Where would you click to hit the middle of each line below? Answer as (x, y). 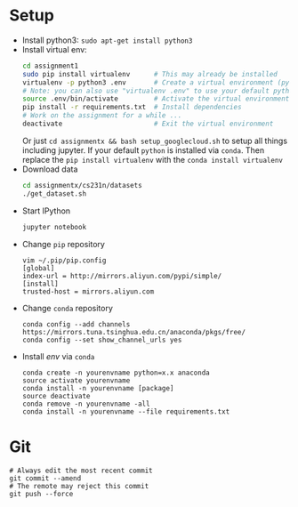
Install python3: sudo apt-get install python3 (107, 40)
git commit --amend (45, 478)
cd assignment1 (50, 66)
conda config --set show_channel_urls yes (102, 340)
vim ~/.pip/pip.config (64, 260)
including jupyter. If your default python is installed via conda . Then (143, 150)
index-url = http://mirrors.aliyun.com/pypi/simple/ (122, 276)
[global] (38, 268)
